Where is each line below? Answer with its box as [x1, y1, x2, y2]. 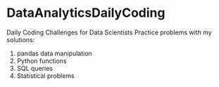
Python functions [16, 56, 68, 65]
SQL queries [16, 64, 54, 72]
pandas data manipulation [16, 49, 92, 58]
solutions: [6, 35, 35, 43]
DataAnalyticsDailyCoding [6, 5, 165, 21]
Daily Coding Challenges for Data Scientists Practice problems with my [6, 28, 212, 36]
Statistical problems [16, 72, 75, 80]
